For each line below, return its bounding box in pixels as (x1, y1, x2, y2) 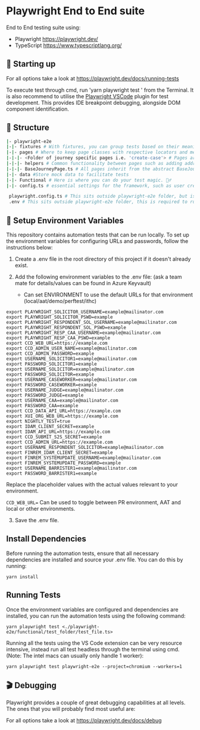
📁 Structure (6, 123, 49, 133)
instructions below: (6, 244, 53, 251)
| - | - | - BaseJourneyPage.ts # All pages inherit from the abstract (6, 166, 174, 172)
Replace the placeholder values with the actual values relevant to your (6, 481, 179, 488)
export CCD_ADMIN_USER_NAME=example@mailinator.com (6, 345, 137, 351)
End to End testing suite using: (6, 24, 81, 31)
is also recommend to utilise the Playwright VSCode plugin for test (6, 92, 168, 99)
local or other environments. (6, 505, 76, 512)
